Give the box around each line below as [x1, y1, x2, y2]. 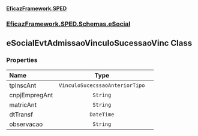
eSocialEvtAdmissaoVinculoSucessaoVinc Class [6, 38, 193, 48]
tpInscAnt [9, 81, 37, 89]
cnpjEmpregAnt [9, 91, 53, 100]
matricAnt [9, 101, 37, 109]
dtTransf [9, 110, 33, 119]
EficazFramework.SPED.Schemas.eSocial [6, 20, 131, 28]
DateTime [89, 111, 115, 118]
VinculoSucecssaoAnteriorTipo [59, 82, 145, 89]
